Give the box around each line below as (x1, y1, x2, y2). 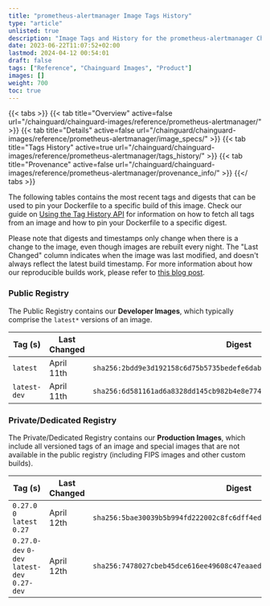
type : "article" (8, 19, 63, 27)
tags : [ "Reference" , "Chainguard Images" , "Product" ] (8, 64, 193, 72)
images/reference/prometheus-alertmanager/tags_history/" (8, 151, 205, 161)
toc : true (8, 86, 42, 95)
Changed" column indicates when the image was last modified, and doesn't (8, 251, 259, 260)
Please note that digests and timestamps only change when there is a (8, 234, 239, 244)
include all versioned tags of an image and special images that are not (8, 441, 240, 451)
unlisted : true (8, 27, 59, 35)
